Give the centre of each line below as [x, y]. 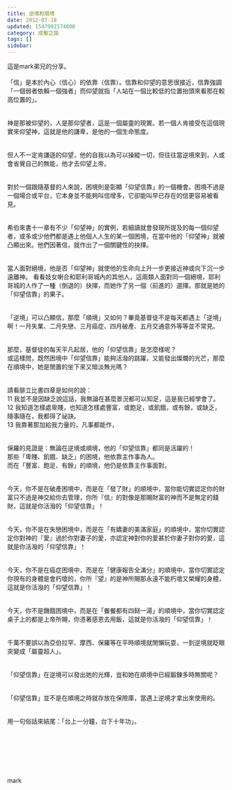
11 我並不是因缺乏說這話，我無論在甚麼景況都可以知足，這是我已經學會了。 [113, 399]
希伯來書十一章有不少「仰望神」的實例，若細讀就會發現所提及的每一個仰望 [113, 228]
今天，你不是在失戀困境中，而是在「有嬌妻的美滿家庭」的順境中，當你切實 [113, 529]
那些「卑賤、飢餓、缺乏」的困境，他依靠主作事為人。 [83, 457]
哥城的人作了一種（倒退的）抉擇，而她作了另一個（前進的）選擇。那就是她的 [116, 285]
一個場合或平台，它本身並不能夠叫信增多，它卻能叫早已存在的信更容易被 [110, 195]
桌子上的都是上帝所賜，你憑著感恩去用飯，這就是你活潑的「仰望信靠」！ [110, 619]
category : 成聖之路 [33, 33]
